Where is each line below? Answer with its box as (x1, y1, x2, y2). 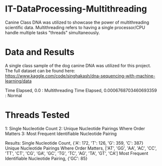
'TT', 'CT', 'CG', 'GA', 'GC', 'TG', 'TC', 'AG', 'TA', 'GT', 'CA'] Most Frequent (5, 150, 148, 156)
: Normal (5, 92, 22, 98)
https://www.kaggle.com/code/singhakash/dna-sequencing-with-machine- (5, 73, 156, 78)
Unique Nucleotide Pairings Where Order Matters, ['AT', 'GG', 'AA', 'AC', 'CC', (5, 145, 157, 151)
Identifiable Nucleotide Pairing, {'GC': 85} (5, 155, 88, 161)
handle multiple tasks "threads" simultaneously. (5, 30, 100, 35)
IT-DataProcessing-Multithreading (5, 3, 147, 15)
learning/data (5, 78, 32, 84)
